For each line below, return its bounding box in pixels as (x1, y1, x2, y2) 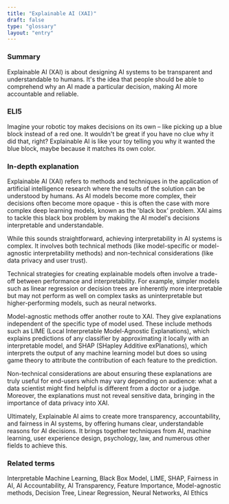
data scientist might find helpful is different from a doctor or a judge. (7, 384, 201, 392)
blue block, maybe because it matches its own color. (7, 144, 156, 152)
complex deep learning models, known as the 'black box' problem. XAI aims (7, 207, 222, 215)
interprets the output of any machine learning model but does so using (7, 349, 207, 357)
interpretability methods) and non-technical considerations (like (33, 249, 214, 258)
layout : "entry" (7, 29, 54, 36)
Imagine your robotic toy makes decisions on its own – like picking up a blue (7, 122, 222, 131)
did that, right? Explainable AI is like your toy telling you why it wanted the (7, 137, 215, 145)
